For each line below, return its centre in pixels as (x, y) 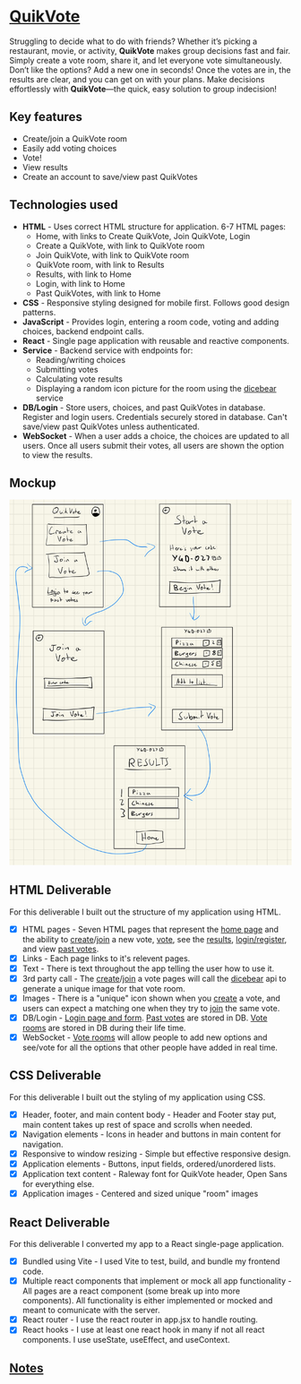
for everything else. (58, 1184)
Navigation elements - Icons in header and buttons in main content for (151, 1134)
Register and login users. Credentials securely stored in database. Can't (155, 417)
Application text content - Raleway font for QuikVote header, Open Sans (155, 1174)
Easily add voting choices (69, 148)
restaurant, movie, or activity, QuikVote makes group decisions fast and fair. (150, 50)
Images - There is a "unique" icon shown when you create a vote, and (151, 998)
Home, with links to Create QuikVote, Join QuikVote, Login (143, 236)
